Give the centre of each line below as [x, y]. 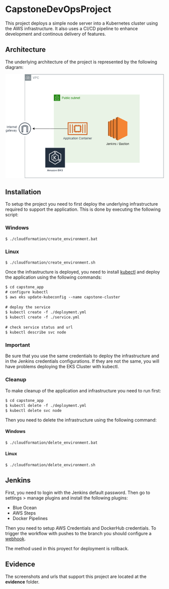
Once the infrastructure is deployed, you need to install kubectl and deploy [82, 272]
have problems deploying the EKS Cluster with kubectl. [62, 367]
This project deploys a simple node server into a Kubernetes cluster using [82, 23]
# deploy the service [28, 307]
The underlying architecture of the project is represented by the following [81, 62]
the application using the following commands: [54, 277]
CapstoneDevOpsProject [58, 9]
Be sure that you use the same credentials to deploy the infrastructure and [82, 356]
